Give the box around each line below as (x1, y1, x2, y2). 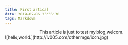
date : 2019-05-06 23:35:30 (5, 12, 60, 16)
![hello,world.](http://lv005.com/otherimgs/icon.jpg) (5, 34, 109, 40)
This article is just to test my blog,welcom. (39, 30, 124, 35)
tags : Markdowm (5, 16, 36, 21)
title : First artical (5, 7, 49, 12)
